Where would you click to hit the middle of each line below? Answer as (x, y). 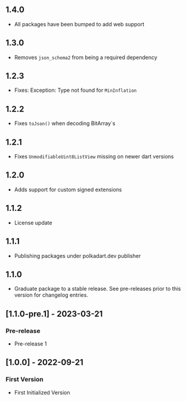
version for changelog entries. (51, 295)
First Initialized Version (42, 392)
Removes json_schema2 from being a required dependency (86, 57)
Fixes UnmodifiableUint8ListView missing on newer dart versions (94, 157)
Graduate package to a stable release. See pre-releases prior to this (97, 289)
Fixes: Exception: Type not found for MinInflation (75, 90)
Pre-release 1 (30, 344)
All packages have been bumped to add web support (79, 24)
